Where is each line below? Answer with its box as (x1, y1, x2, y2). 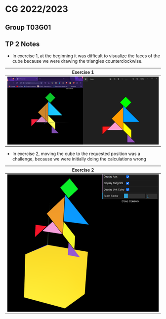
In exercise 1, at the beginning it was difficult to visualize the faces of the (12, 53, 161, 59)
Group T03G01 (5, 23, 51, 32)
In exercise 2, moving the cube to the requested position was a (12, 151, 141, 157)
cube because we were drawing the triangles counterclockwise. (12, 58, 143, 64)
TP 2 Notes (5, 40, 40, 48)
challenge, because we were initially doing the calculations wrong (12, 156, 147, 162)
